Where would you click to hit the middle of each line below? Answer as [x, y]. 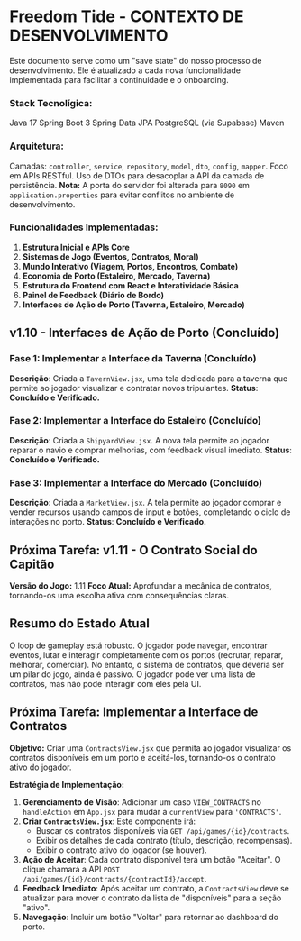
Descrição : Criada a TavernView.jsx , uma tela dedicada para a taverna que [149, 378]
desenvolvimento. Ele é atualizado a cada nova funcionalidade [125, 70]
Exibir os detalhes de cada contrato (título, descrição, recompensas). [164, 840]
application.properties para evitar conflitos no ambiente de [122, 195]
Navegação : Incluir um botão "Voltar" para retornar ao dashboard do [150, 917]
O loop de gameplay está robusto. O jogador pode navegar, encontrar [139, 645]
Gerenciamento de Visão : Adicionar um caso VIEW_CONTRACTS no [141, 802]
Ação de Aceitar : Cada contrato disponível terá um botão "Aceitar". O [151, 859]
